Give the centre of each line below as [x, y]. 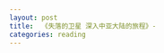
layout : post [34, 18]
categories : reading [48, 34]
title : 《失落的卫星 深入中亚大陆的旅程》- [83, 26]
